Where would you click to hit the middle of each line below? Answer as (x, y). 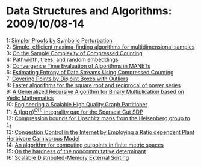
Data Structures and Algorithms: (89, 11)
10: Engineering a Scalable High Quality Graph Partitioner (77, 104)
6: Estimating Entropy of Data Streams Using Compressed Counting (90, 72)
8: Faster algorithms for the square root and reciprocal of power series (94, 85)
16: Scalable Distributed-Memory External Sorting (68, 158)
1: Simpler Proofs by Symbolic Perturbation (59, 40)
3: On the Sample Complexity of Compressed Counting (74, 53)
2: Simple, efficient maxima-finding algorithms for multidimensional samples (100, 47)
